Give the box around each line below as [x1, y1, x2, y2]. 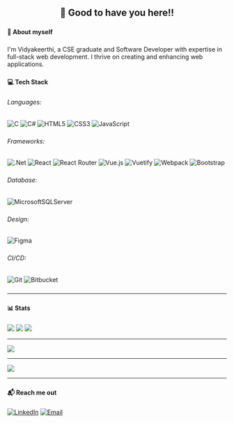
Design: [7, 215, 29, 223]
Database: [7, 176, 38, 185]
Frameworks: [7, 137, 45, 145]
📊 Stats [7, 304, 31, 312]
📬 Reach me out [7, 388, 57, 397]
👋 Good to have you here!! [60, 7, 174, 19]
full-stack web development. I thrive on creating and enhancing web [7, 53, 203, 61]
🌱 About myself [7, 28, 54, 36]
